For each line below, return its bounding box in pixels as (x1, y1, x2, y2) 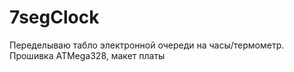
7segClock (9, 6, 100, 29)
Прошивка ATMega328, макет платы (9, 49, 166, 61)
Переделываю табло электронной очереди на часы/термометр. (9, 39, 285, 51)
